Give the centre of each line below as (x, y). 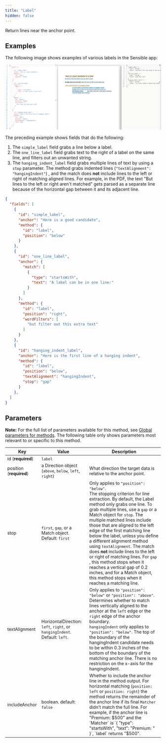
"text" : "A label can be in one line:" (72, 283)
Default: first (56, 538)
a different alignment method (119, 541)
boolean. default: (58, 702)
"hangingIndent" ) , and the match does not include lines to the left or (82, 174)
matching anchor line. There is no (123, 658)
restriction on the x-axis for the (121, 663)
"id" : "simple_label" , (41, 215)
